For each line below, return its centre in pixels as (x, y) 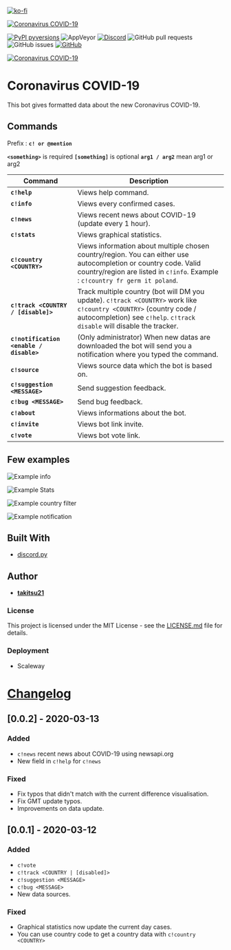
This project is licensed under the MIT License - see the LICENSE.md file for (115, 626)
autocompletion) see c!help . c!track (136, 317)
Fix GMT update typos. (49, 801)
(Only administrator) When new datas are (144, 337)
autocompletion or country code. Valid (139, 263)
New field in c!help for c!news (59, 761)
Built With (29, 538)
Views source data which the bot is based (145, 365)
